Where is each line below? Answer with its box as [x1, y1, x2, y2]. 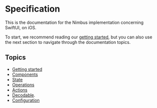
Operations [12, 82, 35, 88]
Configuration [12, 97, 40, 103]
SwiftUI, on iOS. [5, 24, 36, 30]
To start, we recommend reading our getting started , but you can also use [5, 34, 153, 40]
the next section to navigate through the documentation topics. [5, 39, 131, 45]
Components [12, 72, 38, 77]
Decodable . [12, 92, 35, 98]
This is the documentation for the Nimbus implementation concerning [5, 19, 144, 25]
